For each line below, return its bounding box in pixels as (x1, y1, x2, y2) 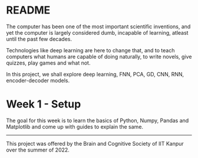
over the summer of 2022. (6, 146, 70, 153)
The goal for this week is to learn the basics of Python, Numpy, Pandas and (6, 117, 189, 124)
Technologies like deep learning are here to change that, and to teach (6, 46, 175, 53)
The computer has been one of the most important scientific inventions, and (6, 23, 191, 30)
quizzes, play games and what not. (6, 59, 91, 66)
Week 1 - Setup (6, 98, 81, 111)
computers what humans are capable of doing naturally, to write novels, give (6, 53, 192, 60)
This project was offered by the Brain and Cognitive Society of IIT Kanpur (6, 140, 184, 147)
